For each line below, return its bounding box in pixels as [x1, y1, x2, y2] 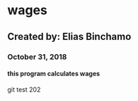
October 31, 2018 [7, 52, 67, 62]
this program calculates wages [7, 70, 100, 78]
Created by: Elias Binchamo [7, 31, 132, 43]
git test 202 [7, 85, 41, 94]
